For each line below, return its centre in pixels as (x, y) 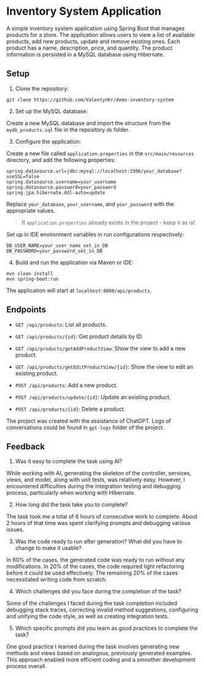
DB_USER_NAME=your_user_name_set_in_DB (57, 246)
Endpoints (26, 310)
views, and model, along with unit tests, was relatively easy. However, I (96, 480)
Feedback (26, 446)
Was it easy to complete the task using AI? (69, 461)
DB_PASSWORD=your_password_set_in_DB (55, 251)
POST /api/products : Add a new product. (66, 385)
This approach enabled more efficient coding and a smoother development (101, 660)
